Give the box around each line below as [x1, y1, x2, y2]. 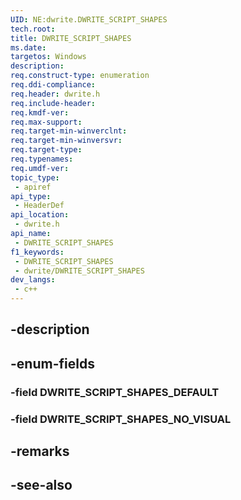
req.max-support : [10, 117, 83, 127]
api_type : [10, 191, 52, 201]
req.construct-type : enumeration [10, 71, 150, 81]
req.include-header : [10, 98, 97, 108]
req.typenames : [10, 154, 74, 164]
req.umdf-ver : [10, 163, 70, 173]
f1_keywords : [10, 247, 65, 257]
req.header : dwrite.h [10, 89, 101, 99]
